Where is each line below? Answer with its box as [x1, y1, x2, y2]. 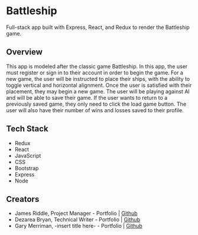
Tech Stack [6, 124, 48, 134]
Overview [6, 47, 43, 57]
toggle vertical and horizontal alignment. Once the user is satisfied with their [6, 81, 192, 89]
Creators [6, 194, 40, 204]
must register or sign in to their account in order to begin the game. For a [6, 69, 183, 76]
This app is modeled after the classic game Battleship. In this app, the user [6, 63, 188, 70]
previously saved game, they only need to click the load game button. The [6, 100, 187, 107]
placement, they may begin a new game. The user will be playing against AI [6, 87, 190, 95]
